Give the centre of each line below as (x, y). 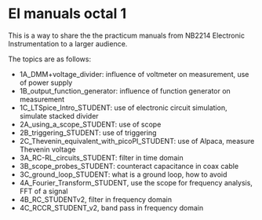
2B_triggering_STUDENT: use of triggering (88, 132)
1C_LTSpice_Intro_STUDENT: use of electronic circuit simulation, (123, 108)
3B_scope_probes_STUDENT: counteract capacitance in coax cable (129, 166)
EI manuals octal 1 (67, 14)
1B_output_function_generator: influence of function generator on (125, 90)
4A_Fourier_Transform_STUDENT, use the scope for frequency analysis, (136, 182)
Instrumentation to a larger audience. (68, 43)
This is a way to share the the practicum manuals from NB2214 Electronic (127, 35)
